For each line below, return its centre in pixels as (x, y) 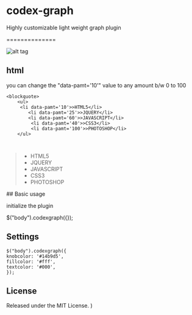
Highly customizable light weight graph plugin (64, 28)
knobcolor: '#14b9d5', (35, 256)
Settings (23, 237)
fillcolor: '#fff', (31, 261)
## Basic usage (26, 194)
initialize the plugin (30, 206)
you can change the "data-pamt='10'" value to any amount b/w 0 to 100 (96, 85)
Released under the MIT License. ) (49, 306)
